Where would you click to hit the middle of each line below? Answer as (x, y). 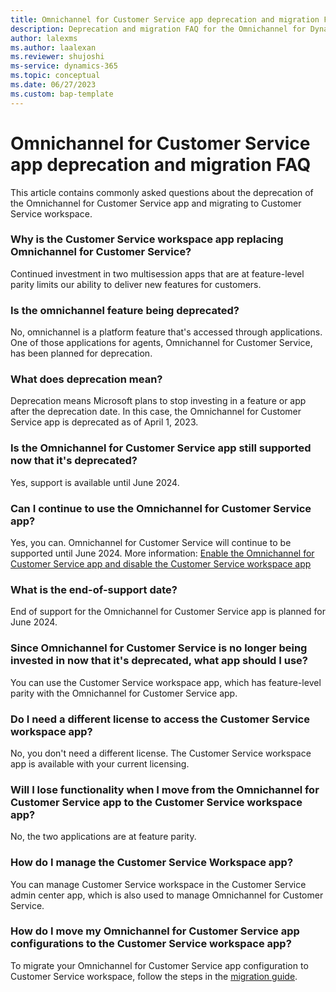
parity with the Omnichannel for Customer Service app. (124, 693)
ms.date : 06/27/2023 (53, 85)
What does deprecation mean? (86, 379)
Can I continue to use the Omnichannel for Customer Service (161, 508)
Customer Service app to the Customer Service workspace (156, 802)
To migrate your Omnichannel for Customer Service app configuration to (159, 965)
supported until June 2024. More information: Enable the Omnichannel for (162, 553)
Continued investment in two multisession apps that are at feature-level (157, 273)
